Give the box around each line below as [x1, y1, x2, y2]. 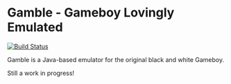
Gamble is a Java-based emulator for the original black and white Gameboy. [7, 55, 224, 63]
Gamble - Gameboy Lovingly [7, 5, 175, 21]
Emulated [7, 19, 64, 35]
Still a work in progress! [7, 69, 75, 77]
